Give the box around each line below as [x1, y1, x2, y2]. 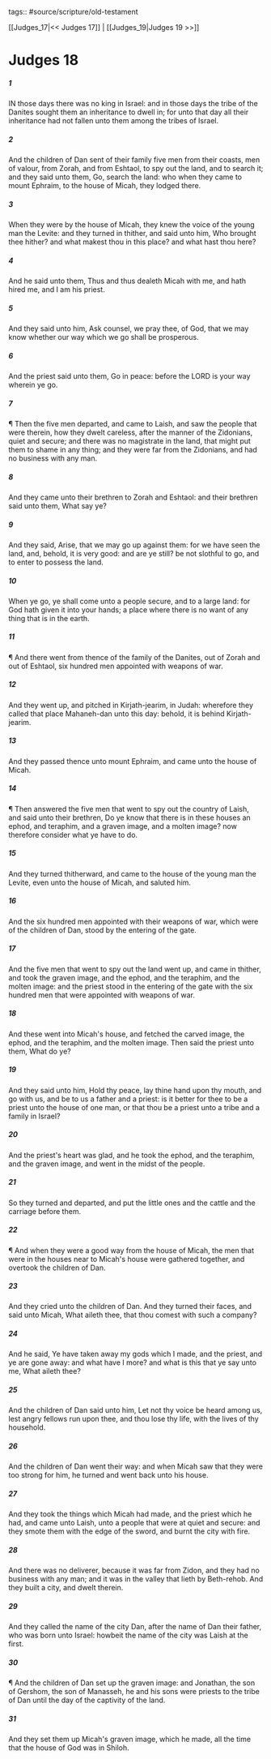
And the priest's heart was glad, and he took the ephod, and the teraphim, [8, 1150, 255, 1160]
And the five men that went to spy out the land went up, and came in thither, [8, 964, 261, 974]
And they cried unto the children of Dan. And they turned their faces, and [8, 1302, 252, 1311]
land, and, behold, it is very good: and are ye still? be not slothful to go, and [8, 548, 260, 558]
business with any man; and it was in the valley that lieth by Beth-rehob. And [8, 1574, 264, 1584]
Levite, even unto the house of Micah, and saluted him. [8, 877, 192, 887]
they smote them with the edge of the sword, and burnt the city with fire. [8, 1526, 251, 1536]
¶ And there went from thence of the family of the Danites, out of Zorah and [8, 652, 260, 662]
